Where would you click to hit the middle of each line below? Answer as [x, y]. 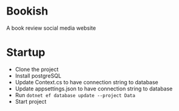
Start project [31, 101]
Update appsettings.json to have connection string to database [94, 89]
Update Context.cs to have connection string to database [87, 82]
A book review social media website [51, 28]
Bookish [27, 11]
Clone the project [37, 69]
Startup [26, 52]
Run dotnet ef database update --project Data [75, 95]
